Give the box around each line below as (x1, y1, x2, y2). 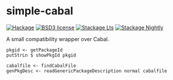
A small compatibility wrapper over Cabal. (6, 35, 110, 42)
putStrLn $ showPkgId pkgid (6, 52, 77, 58)
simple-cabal (6, 4, 74, 18)
